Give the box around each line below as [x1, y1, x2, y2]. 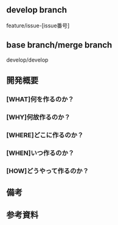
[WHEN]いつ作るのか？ [6, 149, 75, 157]
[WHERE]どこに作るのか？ [6, 130, 84, 139]
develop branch [6, 5, 68, 15]
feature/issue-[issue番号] [6, 21, 70, 29]
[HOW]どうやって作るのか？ [6, 166, 89, 175]
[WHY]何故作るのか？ [6, 113, 71, 121]
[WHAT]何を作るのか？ [6, 95, 74, 103]
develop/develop [6, 56, 49, 63]
